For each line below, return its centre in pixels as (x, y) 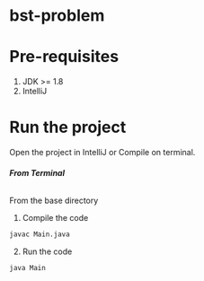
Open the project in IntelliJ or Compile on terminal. (102, 153)
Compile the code (55, 218)
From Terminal (37, 172)
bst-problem (57, 16)
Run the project (68, 127)
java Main (28, 268)
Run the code (47, 251)
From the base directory (54, 201)
